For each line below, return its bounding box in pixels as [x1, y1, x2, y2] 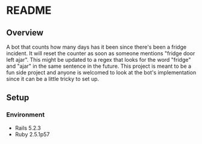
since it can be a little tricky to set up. [6, 76, 99, 82]
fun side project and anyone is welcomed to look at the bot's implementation [6, 69, 197, 76]
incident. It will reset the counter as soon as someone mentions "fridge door [6, 50, 195, 57]
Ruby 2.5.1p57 [14, 130, 50, 138]
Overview [6, 28, 44, 38]
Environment [6, 110, 45, 119]
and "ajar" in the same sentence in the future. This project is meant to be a [6, 62, 192, 70]
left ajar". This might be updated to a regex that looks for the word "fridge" [6, 56, 191, 63]
